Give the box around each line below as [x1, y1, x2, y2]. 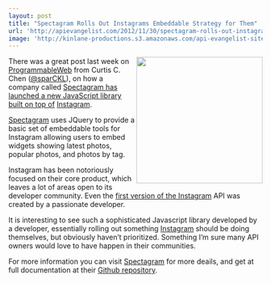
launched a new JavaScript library [8, 91, 123, 101]
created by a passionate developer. [8, 200, 126, 209]
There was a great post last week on [8, 57, 130, 66]
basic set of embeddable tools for [8, 124, 121, 133]
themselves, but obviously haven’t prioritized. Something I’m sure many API [8, 232, 260, 243]
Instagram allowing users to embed [8, 133, 126, 142]
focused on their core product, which [8, 174, 132, 184]
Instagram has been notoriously [8, 165, 115, 175]
